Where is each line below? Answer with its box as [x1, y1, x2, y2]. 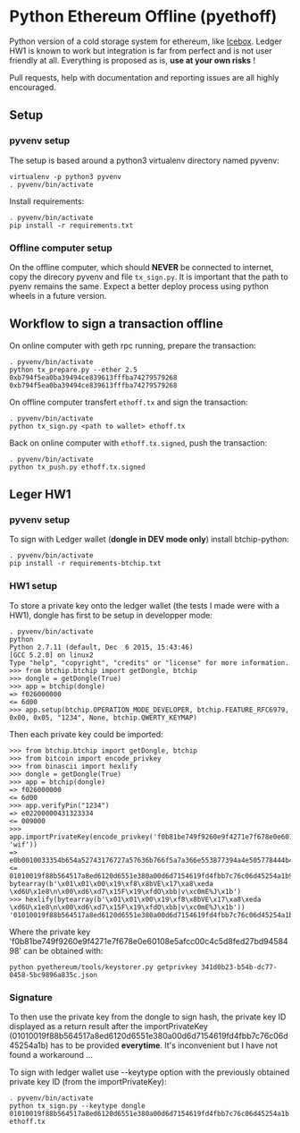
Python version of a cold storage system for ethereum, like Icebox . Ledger [9, 36, 283, 47]
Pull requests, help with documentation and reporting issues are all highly [9, 72, 279, 82]
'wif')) [9, 839, 38, 849]
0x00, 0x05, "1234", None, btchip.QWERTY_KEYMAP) [9, 713, 198, 722]
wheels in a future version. [9, 290, 107, 301]
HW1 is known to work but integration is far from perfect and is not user [9, 45, 272, 55]
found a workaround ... [9, 1050, 94, 1061]
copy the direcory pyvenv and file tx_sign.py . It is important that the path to [9, 271, 288, 282]
